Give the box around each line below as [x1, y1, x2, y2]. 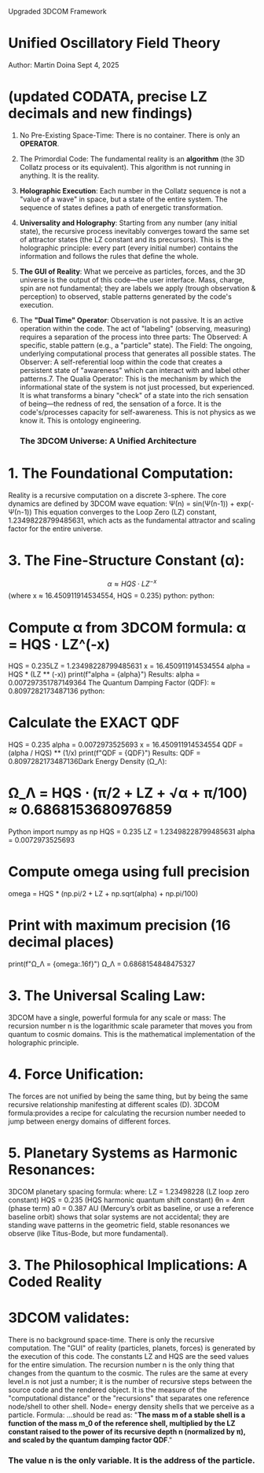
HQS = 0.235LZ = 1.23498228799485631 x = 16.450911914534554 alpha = [8, 661, 251, 671]
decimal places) [8, 933, 115, 951]
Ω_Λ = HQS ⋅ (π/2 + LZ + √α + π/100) [8, 784, 248, 802]
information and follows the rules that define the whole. [19, 251, 199, 260]
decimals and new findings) [8, 105, 193, 123]
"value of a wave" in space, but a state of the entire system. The [19, 194, 228, 204]
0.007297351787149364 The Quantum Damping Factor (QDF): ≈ [8, 678, 216, 688]
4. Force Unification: [8, 1065, 144, 1084]
